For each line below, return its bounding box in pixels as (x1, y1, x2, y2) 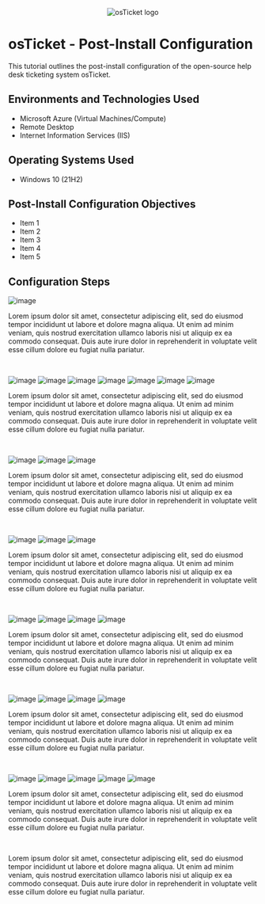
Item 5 (19, 252, 41, 261)
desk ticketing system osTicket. (8, 70, 111, 79)
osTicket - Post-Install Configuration (8, 36, 253, 53)
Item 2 (19, 226, 41, 237)
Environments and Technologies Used (8, 93, 200, 106)
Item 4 (19, 244, 41, 253)
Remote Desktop (19, 122, 74, 131)
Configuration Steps (8, 275, 111, 288)
